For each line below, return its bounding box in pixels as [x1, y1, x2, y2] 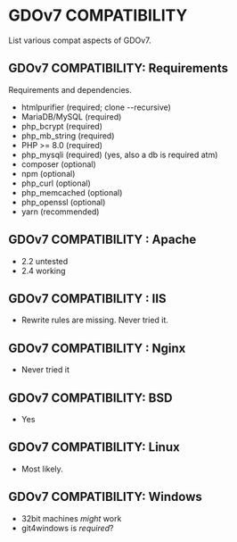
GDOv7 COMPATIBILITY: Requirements [8, 61, 229, 76]
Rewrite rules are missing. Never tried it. [20, 314, 168, 326]
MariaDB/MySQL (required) [20, 111, 122, 121]
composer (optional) [20, 158, 97, 170]
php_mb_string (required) [20, 130, 115, 141]
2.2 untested [20, 255, 69, 266]
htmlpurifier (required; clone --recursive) [20, 102, 171, 113]
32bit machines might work [20, 513, 122, 523]
